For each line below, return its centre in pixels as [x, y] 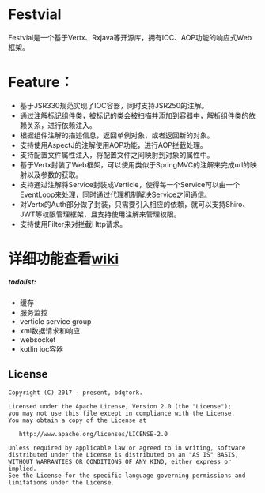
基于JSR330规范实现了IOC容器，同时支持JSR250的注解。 [114, 105]
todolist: [23, 281]
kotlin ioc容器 [41, 349]
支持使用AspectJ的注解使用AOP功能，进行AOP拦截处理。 [113, 145]
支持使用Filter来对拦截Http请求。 [73, 224]
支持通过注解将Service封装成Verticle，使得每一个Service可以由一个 [130, 184]
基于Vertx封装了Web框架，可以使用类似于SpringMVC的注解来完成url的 [135, 164]
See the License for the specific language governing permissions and [127, 476]
